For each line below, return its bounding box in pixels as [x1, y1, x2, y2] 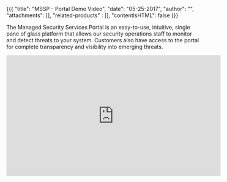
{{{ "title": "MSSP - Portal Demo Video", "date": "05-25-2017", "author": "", [6, 6, 194, 12]
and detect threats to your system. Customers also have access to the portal [6, 37, 199, 44]
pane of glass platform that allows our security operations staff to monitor [6, 30, 192, 37]
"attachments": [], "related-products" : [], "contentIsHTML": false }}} [6, 12, 179, 19]
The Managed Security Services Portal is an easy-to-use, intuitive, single [6, 24, 191, 31]
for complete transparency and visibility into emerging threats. [6, 43, 163, 50]
